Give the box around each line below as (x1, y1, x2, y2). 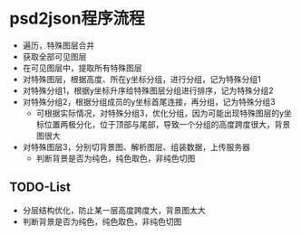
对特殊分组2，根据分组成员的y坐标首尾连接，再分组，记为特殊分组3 (22, 96, 276, 107)
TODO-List (9, 180, 71, 195)
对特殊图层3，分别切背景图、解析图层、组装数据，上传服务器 (22, 141, 251, 152)
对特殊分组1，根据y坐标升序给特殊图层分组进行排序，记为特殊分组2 (22, 85, 274, 96)
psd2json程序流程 (9, 8, 145, 29)
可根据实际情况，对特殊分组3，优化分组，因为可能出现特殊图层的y (35, 108, 285, 118)
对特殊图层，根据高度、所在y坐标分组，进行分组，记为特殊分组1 (22, 73, 261, 84)
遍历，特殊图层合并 (22, 40, 95, 51)
